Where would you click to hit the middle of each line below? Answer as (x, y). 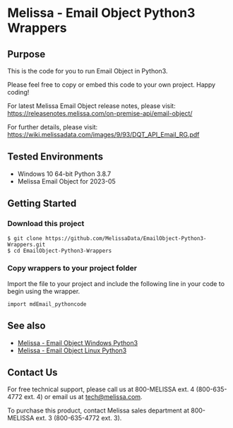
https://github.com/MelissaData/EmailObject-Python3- (126, 238)
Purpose (26, 54)
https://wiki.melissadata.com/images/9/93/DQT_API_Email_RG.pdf (103, 135)
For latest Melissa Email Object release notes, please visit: (91, 106)
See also (26, 326)
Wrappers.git (26, 244)
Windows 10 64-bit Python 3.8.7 (64, 174)
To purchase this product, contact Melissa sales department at (98, 410)
